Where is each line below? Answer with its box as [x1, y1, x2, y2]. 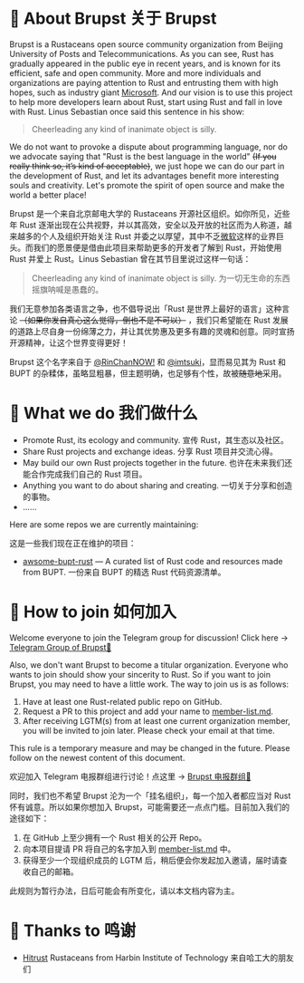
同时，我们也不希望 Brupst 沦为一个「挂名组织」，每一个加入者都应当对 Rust [9, 790, 291, 801]
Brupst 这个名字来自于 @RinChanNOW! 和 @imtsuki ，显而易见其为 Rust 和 [9, 356, 287, 367]
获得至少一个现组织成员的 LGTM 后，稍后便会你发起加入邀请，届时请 [22, 854, 280, 865]
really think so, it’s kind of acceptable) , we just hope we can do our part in [9, 160, 285, 171]
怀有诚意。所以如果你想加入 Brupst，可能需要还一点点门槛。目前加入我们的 [9, 801, 290, 812]
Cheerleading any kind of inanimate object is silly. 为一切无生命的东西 [31, 273, 290, 284]
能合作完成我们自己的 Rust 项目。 [22, 468, 147, 479]
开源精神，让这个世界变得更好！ [9, 337, 128, 348]
